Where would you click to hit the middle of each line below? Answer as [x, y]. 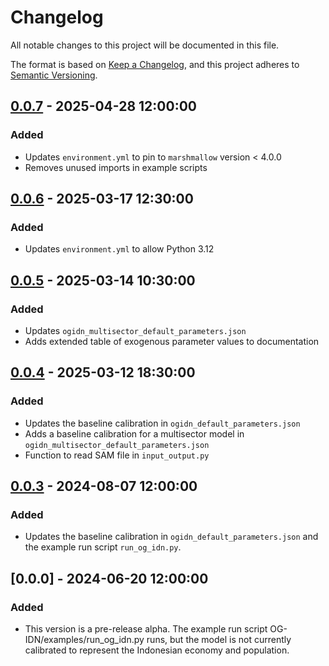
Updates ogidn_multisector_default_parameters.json [135, 330]
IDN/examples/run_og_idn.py [84, 640]
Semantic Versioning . [54, 75]
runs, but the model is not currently [219, 640]
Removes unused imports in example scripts [116, 167]
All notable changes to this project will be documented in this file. [145, 45]
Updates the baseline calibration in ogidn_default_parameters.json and [171, 537]
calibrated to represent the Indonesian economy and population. [157, 650]
